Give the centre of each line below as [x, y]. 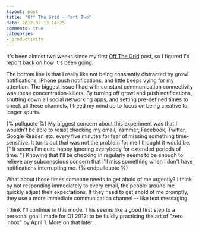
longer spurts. [23, 112]
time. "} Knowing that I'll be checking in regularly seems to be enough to [95, 155]
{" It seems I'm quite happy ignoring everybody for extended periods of [94, 149]
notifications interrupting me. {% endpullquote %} [67, 168]
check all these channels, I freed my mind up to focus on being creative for [98, 106]
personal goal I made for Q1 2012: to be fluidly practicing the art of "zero [94, 216]
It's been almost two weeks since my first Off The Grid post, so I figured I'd [98, 56]
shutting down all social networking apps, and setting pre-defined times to [97, 99]
